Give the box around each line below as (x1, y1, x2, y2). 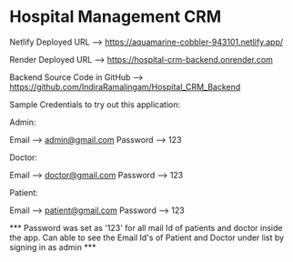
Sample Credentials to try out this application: (9, 98, 181, 110)
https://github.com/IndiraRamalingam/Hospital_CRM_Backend (9, 81, 241, 92)
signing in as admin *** (9, 241, 96, 252)
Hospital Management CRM (9, 6, 222, 27)
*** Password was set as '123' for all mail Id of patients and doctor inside (9, 222, 283, 233)
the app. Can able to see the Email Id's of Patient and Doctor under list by (9, 232, 285, 243)
